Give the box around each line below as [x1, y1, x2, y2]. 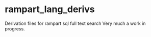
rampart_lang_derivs [5, 4, 95, 15]
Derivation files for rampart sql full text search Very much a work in [5, 20, 146, 26]
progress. [5, 25, 25, 31]
